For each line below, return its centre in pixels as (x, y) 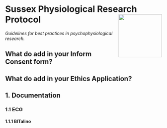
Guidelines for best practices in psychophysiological (59, 33)
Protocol (23, 20)
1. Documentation (33, 96)
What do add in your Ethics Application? (69, 78)
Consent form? (29, 62)
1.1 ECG (14, 110)
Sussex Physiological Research (71, 9)
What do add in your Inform (48, 54)
